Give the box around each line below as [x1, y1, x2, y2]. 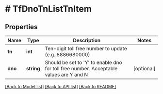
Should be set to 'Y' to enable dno [45, 59, 122, 66]
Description [73, 37, 101, 44]
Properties [5, 23, 38, 31]
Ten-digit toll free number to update [45, 45, 127, 52]
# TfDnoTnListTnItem [5, 3, 92, 15]
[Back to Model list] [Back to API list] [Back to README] [5, 84, 116, 89]
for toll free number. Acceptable [45, 65, 118, 72]
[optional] [133, 65, 156, 72]
